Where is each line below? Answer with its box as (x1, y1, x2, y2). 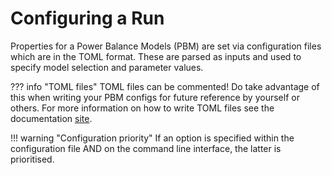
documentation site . (10, 112, 93, 124)
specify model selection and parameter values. (10, 61, 204, 73)
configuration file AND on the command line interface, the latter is (10, 142, 282, 154)
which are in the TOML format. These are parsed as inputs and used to (10, 50, 302, 62)
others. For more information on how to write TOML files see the (10, 102, 275, 114)
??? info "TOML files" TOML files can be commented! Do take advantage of (10, 80, 320, 92)
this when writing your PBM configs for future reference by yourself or (10, 91, 300, 103)
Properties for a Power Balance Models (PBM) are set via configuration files (10, 40, 322, 52)
